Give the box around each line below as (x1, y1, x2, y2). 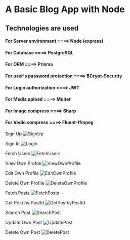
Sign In (5, 140, 20, 146)
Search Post (5, 209, 31, 216)
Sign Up (5, 131, 22, 137)
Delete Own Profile (5, 179, 45, 186)
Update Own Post (5, 219, 42, 225)
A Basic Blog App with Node (5, 4, 125, 15)
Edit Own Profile (5, 170, 39, 176)
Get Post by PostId (5, 199, 44, 205)
